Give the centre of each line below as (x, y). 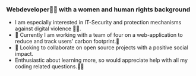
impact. (24, 54)
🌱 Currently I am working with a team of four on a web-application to (99, 35)
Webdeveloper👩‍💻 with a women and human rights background (98, 9)
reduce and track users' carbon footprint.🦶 (67, 42)
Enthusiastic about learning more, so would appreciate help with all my (101, 60)
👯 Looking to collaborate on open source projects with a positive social (101, 47)
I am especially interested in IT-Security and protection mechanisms (98, 23)
